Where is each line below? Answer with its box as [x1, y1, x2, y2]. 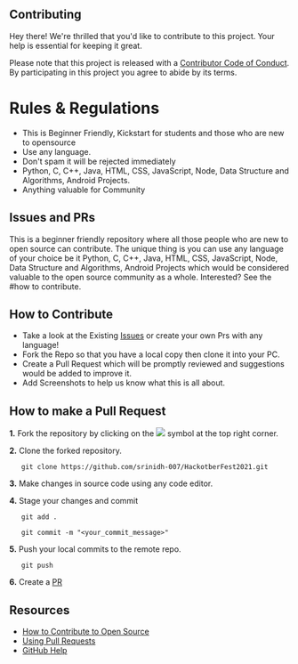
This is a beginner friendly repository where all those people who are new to [9, 233, 289, 244]
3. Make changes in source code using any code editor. [9, 478, 213, 489]
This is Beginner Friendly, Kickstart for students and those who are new [21, 127, 285, 138]
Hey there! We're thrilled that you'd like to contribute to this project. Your [9, 30, 276, 41]
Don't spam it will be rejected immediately [21, 156, 176, 166]
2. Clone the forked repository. [9, 445, 123, 457]
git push [20, 561, 53, 571]
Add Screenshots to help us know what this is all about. [21, 377, 225, 388]
